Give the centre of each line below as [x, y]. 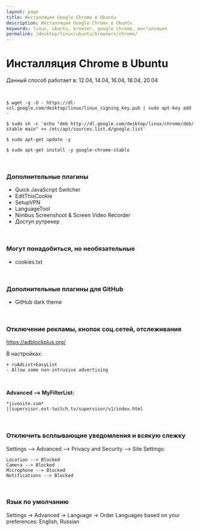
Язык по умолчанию [37, 502]
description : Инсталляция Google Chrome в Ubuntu [69, 23]
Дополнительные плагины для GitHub [65, 289]
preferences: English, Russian [43, 521]
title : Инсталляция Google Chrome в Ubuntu [61, 17]
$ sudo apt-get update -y [38, 140]
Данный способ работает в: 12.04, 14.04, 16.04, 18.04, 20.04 [82, 80]
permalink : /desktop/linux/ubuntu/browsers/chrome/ [72, 34]
